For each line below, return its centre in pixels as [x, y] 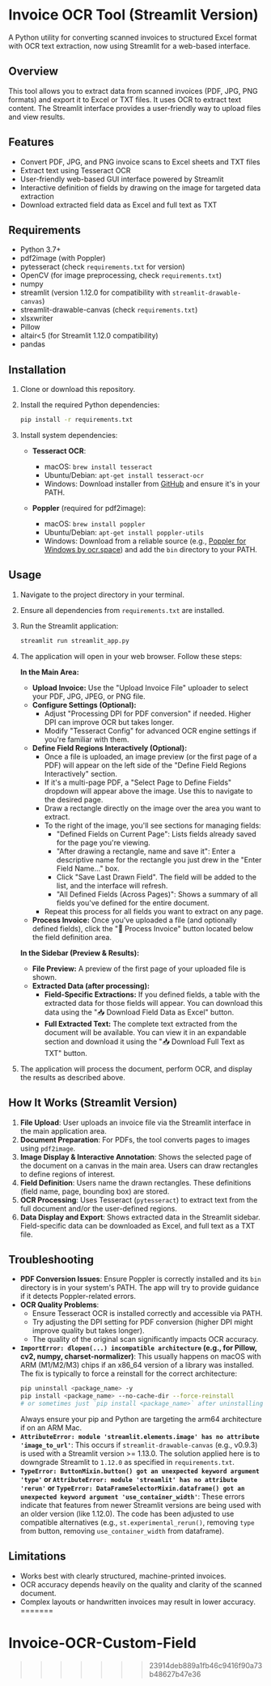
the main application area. [63, 1130]
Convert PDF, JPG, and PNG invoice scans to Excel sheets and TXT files [140, 162]
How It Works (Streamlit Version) [93, 1103]
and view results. [37, 117]
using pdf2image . [48, 1148]
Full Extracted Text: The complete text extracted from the [141, 1024]
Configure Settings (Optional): [84, 705]
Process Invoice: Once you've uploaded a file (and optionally [134, 920]
